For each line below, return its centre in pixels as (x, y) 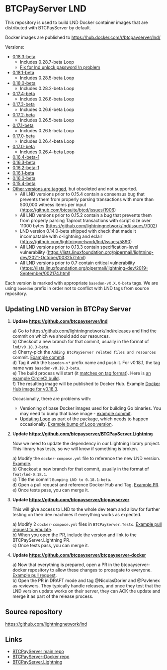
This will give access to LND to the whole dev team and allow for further (86, 509)
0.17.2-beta (24, 114)
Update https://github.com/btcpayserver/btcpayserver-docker (79, 555)
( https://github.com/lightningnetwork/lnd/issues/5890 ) (76, 241)
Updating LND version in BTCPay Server (68, 309)
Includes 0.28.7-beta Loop (47, 62)
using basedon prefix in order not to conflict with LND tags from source (77, 288)
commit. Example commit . (39, 357)
